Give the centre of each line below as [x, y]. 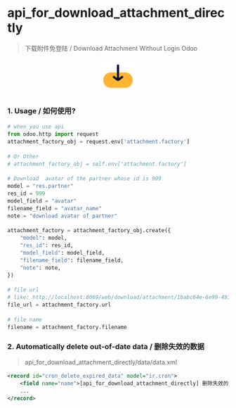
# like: [19, 298]
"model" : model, [44, 238]
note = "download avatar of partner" [63, 216]
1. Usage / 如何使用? [41, 110]
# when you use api [36, 127]
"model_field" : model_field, [63, 253]
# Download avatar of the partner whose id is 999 [84, 179]
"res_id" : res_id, [47, 246]
